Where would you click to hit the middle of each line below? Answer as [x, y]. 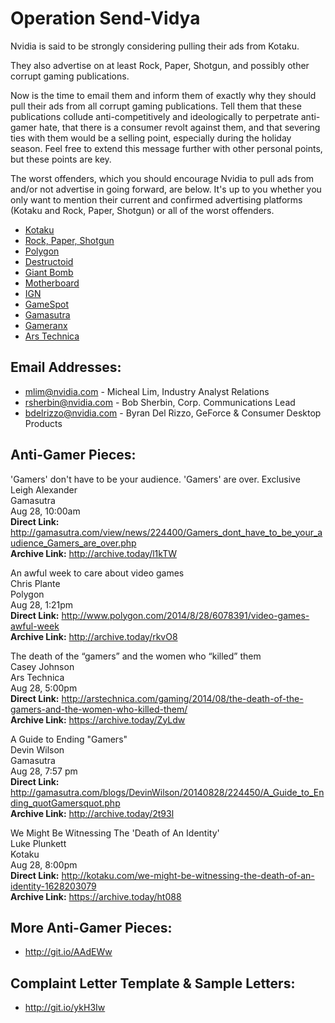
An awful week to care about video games [97, 573]
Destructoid [49, 261]
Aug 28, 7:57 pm [44, 771]
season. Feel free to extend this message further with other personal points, [166, 148]
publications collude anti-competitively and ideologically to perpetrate [154, 116]
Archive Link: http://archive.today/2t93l [92, 813]
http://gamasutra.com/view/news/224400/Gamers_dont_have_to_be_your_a [166, 532]
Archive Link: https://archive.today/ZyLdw [98, 719]
